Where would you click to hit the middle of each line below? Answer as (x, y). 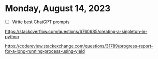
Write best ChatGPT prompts (41, 22)
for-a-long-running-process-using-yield (45, 51)
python (12, 37)
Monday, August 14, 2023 (58, 8)
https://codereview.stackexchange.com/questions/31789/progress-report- (79, 46)
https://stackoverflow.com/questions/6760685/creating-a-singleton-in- (76, 31)
